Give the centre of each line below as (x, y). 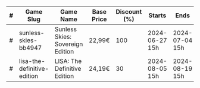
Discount (129, 12)
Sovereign (69, 44)
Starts (157, 15)
